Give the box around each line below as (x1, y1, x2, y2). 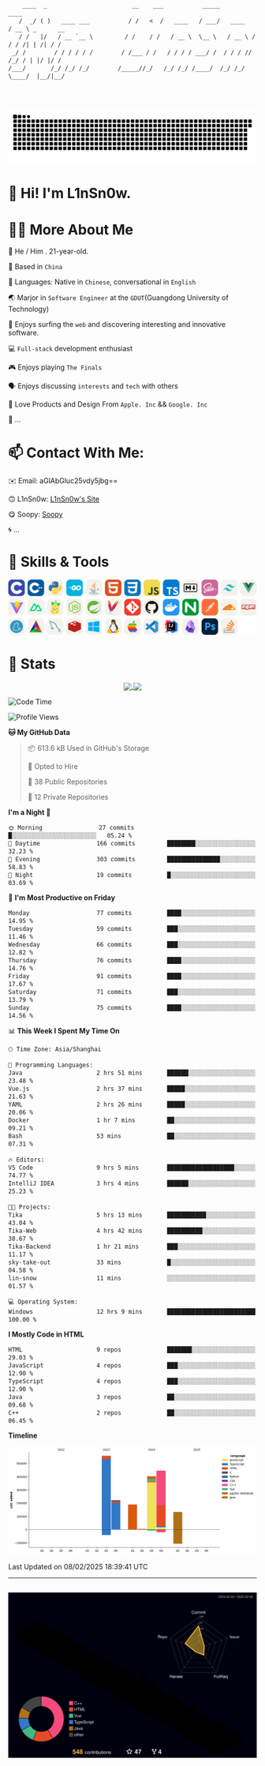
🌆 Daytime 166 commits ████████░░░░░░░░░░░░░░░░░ (8, 839, 256, 847)
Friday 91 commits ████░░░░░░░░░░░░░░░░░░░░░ (8, 972, 256, 980)
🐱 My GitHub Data (8, 727, 71, 737)
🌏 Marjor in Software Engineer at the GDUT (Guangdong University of (8, 293, 229, 302)
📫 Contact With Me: (8, 444, 144, 462)
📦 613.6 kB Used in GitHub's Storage (27, 743, 150, 752)
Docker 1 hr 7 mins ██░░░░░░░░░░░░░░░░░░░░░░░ (8, 1116, 256, 1124)
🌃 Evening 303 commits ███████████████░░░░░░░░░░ (8, 855, 256, 863)
